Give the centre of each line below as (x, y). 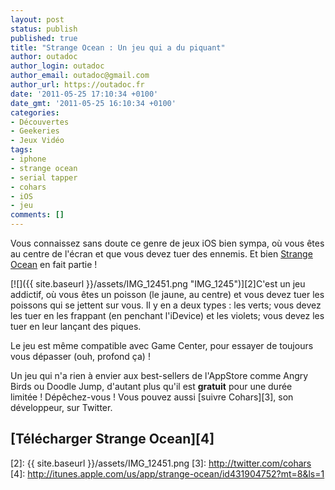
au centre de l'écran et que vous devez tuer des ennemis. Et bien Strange (161, 254)
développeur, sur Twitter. (61, 407)
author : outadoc (44, 57)
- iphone (28, 159)
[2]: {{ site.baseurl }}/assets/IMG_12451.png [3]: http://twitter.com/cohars (161, 463)
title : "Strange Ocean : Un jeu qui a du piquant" (118, 47)
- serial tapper (44, 177)
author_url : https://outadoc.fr (77, 85)
